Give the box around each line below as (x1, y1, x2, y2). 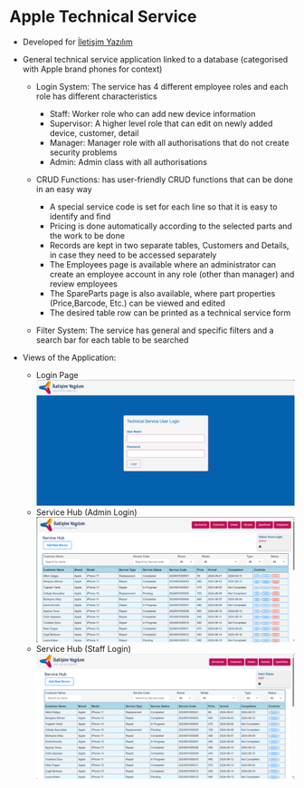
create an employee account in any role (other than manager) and (49, 268, 295, 279)
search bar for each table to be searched (35, 334, 189, 345)
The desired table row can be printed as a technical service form (49, 306, 291, 318)
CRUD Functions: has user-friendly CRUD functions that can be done (35, 174, 294, 185)
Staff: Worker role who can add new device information (49, 108, 256, 119)
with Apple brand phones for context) (22, 63, 163, 74)
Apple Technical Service (9, 6, 197, 27)
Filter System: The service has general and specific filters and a (35, 325, 274, 336)
